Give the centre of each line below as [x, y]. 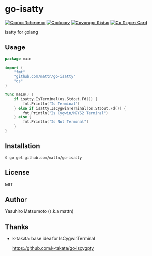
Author [16, 199]
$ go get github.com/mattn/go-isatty [44, 158]
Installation [23, 146]
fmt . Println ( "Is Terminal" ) [51, 104]
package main [18, 59]
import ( [14, 68]
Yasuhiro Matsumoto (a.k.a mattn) [39, 211]
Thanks [17, 227]
